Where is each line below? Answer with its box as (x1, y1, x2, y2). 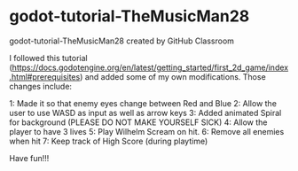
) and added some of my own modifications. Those (79, 71, 266, 82)
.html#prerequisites (9, 71, 81, 82)
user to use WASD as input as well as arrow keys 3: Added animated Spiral (9, 107, 282, 118)
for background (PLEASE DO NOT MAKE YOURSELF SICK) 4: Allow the (9, 117, 268, 128)
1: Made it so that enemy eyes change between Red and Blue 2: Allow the (9, 97, 278, 108)
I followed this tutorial (9, 52, 88, 63)
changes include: (9, 81, 73, 91)
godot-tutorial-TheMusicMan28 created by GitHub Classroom (9, 35, 235, 46)
